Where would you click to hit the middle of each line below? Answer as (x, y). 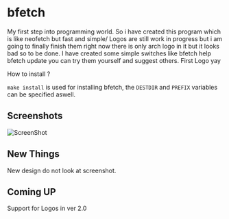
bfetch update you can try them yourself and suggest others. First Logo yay (114, 60)
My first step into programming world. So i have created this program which (114, 31)
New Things (33, 154)
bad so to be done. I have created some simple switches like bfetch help (109, 53)
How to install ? (29, 74)
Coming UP (32, 192)
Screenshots (35, 116)
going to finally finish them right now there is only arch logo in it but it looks (113, 46)
